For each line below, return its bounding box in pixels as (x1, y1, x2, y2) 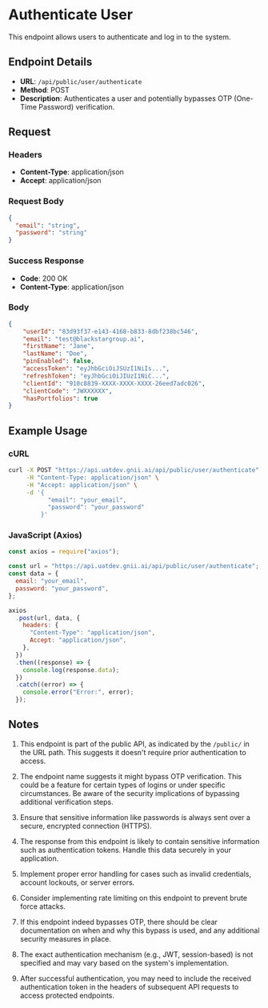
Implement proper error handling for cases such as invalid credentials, (19, 869, 252, 878)
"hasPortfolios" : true (22, 394, 98, 402)
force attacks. (19, 902, 66, 911)
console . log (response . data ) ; (22, 666, 120, 674)
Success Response (8, 255, 84, 266)
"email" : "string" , (15, 222, 81, 230)
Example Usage (8, 424, 88, 438)
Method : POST (19, 85, 70, 94)
